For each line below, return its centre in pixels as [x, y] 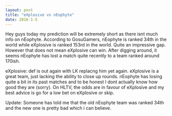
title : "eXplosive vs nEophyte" [40, 15]
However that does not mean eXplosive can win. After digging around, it [81, 50]
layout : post [19, 10]
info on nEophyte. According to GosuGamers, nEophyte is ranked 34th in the [86, 39]
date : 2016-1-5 [21, 19]
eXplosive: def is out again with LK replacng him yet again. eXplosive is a [82, 71]
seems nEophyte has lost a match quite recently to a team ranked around [82, 56]
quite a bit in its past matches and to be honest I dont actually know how [81, 82]
